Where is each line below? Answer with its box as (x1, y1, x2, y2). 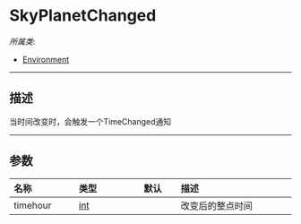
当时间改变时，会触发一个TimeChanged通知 (9, 116, 172, 126)
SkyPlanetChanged (9, 5, 157, 26)
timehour (13, 199, 52, 211)
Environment (21, 54, 70, 65)
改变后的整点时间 (180, 199, 254, 211)
